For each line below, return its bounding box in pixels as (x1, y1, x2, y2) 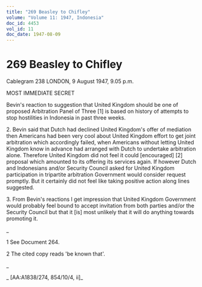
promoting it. (6, 215, 38, 222)
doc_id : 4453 (6, 20, 39, 26)
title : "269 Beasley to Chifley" (6, 8, 91, 15)
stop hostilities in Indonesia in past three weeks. (6, 114, 126, 121)
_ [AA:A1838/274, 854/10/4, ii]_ (6, 274, 83, 281)
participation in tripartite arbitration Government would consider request (6, 171, 186, 178)
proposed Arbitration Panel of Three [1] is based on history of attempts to (6, 107, 189, 115)
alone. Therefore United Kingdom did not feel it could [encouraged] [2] (6, 152, 183, 159)
